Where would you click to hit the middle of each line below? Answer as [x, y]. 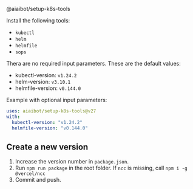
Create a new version [47, 147]
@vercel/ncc [30, 174]
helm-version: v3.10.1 [43, 82]
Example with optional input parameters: [57, 100]
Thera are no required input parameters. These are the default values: [93, 64]
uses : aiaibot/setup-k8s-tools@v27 [51, 111]
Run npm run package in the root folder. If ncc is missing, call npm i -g [101, 168]
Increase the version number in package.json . [72, 162]
